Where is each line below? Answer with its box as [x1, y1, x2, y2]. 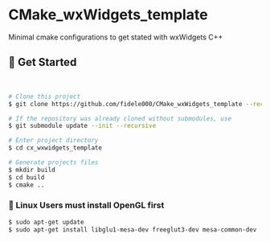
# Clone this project [8, 92, 81, 100]
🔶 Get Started [8, 55, 77, 69]
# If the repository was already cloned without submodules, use [8, 114, 231, 122]
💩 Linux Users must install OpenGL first [8, 199, 165, 211]
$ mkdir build [8, 166, 56, 174]
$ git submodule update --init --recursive [8, 122, 157, 130]
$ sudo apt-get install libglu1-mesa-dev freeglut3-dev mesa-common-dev [8, 225, 257, 234]
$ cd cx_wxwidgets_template [8, 144, 103, 152]
